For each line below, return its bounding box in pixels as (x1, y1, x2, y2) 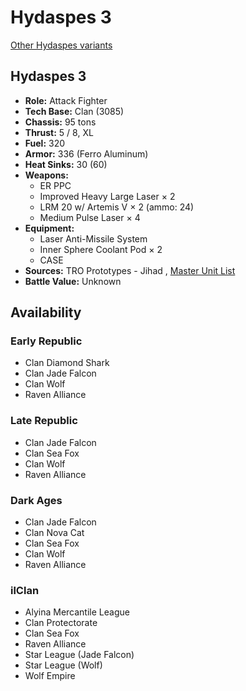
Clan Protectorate (24, 617, 98, 629)
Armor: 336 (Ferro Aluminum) (24, 147, 149, 160)
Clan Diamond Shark (24, 357, 110, 369)
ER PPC (39, 179, 72, 191)
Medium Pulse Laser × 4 (39, 211, 141, 223)
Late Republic (10, 414, 78, 428)
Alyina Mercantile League (24, 606, 130, 618)
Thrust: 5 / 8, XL (24, 126, 94, 138)
